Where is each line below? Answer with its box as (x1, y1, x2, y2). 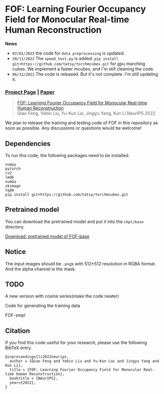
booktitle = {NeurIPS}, (9, 376, 58, 381)
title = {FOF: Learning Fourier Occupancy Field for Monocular (9, 367, 141, 372)
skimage (5, 184, 21, 189)
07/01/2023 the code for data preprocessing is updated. (12, 50, 125, 56)
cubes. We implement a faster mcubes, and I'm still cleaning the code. (12, 66, 155, 72)
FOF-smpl (5, 312, 26, 318)
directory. (5, 224, 25, 230)
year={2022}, (9, 380, 36, 385)
